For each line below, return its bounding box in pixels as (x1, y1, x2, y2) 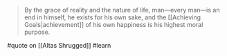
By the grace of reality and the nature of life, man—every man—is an (24, 6, 220, 14)
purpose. (24, 28, 51, 36)
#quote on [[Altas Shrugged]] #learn (7, 41, 111, 49)
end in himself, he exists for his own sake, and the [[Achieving (24, 13, 201, 21)
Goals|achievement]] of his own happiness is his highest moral (24, 21, 203, 28)
